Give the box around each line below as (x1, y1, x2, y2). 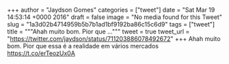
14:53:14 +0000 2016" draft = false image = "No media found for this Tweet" (7, 13, 222, 21)
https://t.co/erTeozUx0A (7, 49, 75, 57)
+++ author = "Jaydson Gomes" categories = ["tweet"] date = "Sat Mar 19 (7, 6, 215, 14)
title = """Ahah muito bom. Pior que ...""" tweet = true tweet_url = (7, 27, 190, 35)
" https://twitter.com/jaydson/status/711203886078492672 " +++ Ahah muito (7, 35, 221, 43)
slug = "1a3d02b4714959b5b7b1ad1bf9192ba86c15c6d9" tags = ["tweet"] (7, 20, 215, 28)
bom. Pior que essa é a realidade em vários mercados (7, 42, 159, 50)
